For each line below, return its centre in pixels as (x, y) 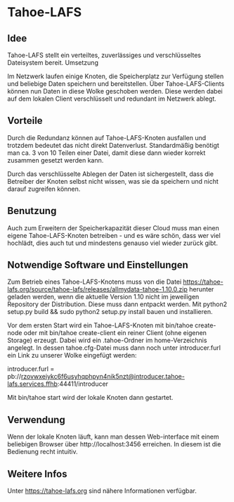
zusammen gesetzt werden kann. (56, 160)
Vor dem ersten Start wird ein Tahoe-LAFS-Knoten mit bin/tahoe (100, 325)
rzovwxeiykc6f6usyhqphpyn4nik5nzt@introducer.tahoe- (103, 377)
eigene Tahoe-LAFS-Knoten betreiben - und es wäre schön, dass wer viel (114, 235)
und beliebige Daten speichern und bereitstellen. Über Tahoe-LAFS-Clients (116, 84)
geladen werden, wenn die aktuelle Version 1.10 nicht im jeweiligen (103, 297)
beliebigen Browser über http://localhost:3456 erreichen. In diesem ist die (114, 444)
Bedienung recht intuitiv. (43, 452)
